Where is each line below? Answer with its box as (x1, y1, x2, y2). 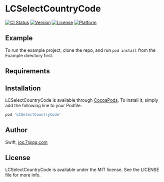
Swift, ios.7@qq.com (5, 139, 48, 145)
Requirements (5, 67, 50, 75)
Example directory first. (5, 52, 53, 58)
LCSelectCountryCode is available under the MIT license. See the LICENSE (5, 167, 159, 173)
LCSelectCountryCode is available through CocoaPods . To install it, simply (5, 97, 158, 103)
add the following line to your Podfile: (5, 102, 82, 108)
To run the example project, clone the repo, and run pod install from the (5, 47, 156, 53)
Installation (5, 84, 41, 92)
